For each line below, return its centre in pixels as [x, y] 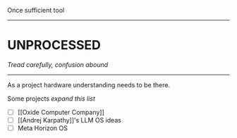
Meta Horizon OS [43, 128]
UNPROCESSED [54, 45]
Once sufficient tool [36, 10]
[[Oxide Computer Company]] [61, 112]
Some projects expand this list [51, 99]
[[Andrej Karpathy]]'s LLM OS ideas [69, 120]
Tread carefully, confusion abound [58, 64]
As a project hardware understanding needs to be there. [89, 84]
